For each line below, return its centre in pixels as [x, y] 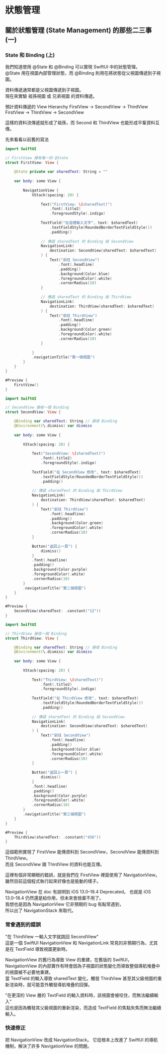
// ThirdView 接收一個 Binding [36, 633]
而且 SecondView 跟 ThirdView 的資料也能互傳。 [55, 864]
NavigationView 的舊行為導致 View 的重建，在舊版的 [58, 959]
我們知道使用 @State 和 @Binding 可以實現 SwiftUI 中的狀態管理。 [73, 67]
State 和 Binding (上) [30, 55]
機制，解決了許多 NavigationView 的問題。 [48, 1046]
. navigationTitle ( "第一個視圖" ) [63, 357]
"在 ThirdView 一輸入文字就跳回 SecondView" [52, 936]
